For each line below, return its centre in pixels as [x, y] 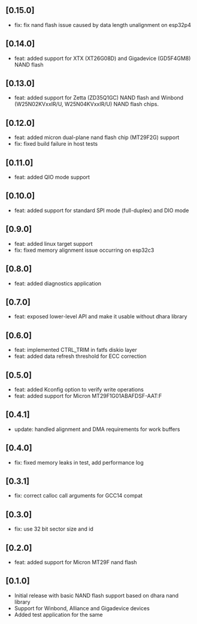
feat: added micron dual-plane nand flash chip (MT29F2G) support [97, 137]
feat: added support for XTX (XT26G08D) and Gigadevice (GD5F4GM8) [102, 58]
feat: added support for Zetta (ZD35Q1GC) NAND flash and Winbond [99, 98]
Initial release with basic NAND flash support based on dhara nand [96, 595]
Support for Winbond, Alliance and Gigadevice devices [82, 608]
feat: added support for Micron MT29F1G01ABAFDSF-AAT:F [88, 396]
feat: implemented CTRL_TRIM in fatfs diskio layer [75, 350]
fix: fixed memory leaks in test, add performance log [79, 462]
